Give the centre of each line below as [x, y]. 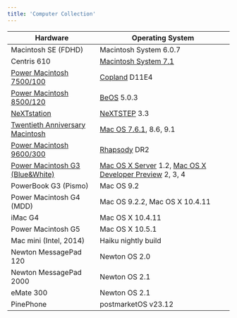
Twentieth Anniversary [48, 124]
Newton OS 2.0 [125, 257]
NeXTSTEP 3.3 [124, 113]
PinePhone [29, 304]
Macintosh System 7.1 [137, 61]
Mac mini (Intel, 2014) [48, 240]
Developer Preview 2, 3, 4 [142, 174]
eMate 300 [29, 293]
